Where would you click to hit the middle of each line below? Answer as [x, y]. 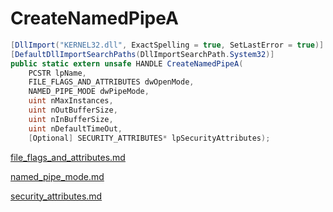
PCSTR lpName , [57, 73]
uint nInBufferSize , [71, 119]
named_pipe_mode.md [57, 176]
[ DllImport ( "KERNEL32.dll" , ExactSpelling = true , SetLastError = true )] [167, 45]
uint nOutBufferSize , [73, 110]
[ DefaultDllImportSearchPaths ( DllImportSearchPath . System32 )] [142, 54]
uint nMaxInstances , [71, 101]
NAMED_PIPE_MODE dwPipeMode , [89, 92]
